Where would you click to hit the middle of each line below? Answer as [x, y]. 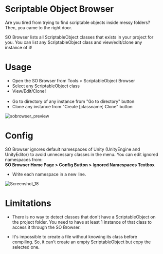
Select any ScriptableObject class [46, 86]
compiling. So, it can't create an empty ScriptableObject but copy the [81, 242]
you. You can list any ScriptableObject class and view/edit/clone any [74, 42]
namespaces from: [24, 159]
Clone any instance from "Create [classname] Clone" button [72, 106]
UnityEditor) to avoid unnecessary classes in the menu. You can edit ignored [82, 154]
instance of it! [19, 47]
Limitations [28, 203]
